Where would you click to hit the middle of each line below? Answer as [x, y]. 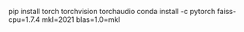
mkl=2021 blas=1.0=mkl [81, 20]
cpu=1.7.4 [24, 20]
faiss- [227, 11]
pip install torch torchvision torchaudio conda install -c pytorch [112, 11]
